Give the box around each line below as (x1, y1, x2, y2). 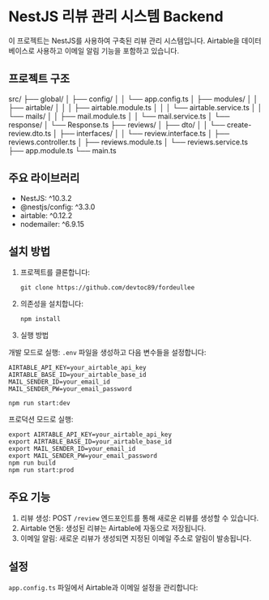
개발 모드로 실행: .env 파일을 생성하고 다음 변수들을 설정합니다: (8, 348, 207, 358)
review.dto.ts (8, 128, 52, 138)
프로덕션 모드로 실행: (8, 414, 74, 424)
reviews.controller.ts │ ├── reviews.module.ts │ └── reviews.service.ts (8, 137, 249, 147)
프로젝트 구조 (8, 72, 70, 86)
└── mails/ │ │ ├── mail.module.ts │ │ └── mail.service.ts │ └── (8, 111, 230, 121)
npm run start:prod (8, 466, 75, 474)
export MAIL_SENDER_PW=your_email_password (8, 452, 158, 461)
